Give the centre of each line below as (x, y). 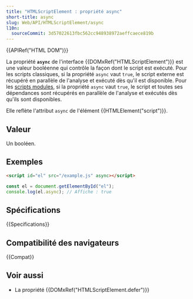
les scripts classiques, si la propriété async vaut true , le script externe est (95, 74)
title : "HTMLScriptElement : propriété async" (64, 11)
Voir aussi (25, 276)
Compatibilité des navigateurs (63, 243)
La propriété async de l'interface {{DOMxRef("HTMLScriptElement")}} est (95, 62)
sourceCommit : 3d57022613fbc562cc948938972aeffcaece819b (83, 34)
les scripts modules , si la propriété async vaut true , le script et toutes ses (95, 87)
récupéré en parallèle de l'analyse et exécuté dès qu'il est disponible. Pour (96, 81)
